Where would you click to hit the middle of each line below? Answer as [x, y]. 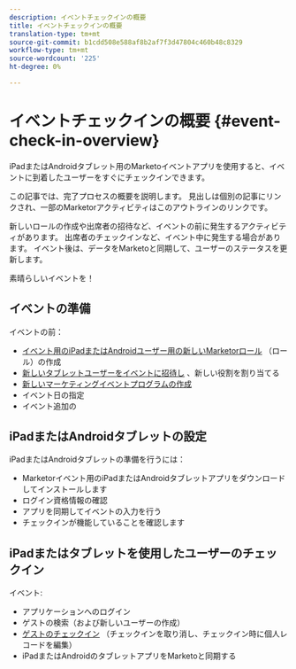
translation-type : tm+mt [55, 34]
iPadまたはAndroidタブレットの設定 [108, 436]
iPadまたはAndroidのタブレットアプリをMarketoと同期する [129, 656]
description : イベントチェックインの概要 [78, 17]
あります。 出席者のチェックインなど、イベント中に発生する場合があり [152, 237]
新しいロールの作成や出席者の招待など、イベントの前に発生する [125, 226]
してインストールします [65, 489]
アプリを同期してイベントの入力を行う [91, 511]
